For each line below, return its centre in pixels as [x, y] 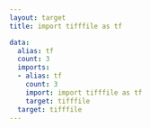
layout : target [38, 18]
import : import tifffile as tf [84, 92]
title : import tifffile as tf [66, 26]
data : [19, 42]
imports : [34, 68]
